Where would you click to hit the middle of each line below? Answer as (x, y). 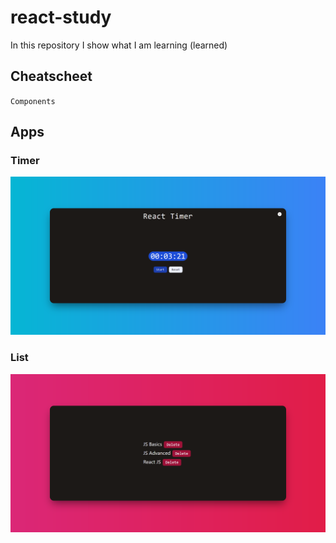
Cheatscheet (51, 76)
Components (33, 101)
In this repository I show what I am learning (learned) (119, 45)
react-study (61, 17)
